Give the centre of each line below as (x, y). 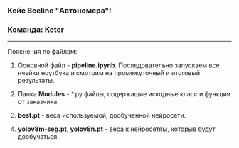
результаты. (36, 81)
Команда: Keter (36, 29)
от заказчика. (38, 102)
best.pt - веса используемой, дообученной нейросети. (102, 115)
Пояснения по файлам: (42, 52)
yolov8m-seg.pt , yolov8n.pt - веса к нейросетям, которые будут (116, 129)
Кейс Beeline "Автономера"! (59, 11)
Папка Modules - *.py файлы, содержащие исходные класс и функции (124, 94)
